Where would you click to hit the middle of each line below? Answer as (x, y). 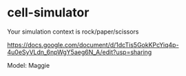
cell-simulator (48, 13)
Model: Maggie (29, 65)
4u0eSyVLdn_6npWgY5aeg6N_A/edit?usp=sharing (80, 52)
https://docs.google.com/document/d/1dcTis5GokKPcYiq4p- (93, 45)
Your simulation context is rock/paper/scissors (73, 31)
